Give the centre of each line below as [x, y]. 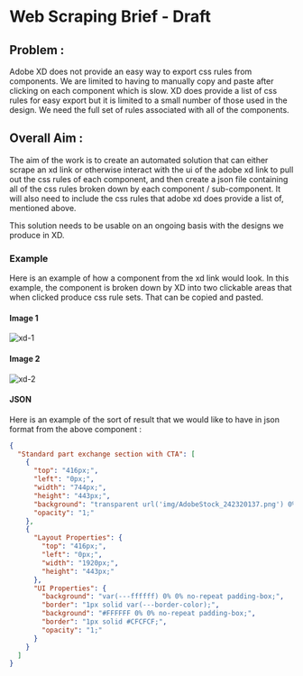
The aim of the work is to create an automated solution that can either [139, 160]
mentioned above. [43, 208]
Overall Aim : [46, 139]
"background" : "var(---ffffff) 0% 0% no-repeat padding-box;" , [163, 597]
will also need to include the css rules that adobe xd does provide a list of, [147, 198]
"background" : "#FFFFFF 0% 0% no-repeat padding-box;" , [149, 614]
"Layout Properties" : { [78, 538]
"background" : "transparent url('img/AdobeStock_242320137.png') [158, 504]
